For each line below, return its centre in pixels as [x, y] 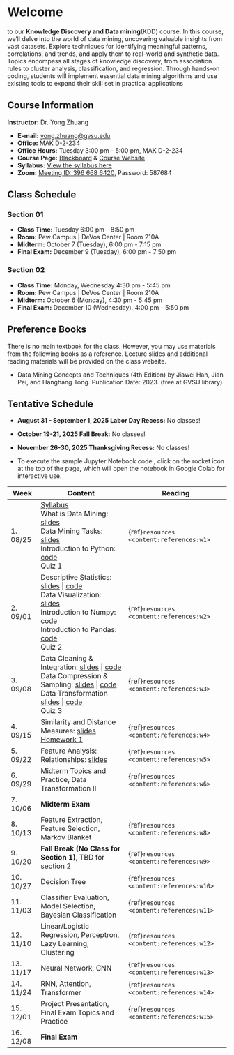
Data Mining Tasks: [72, 531]
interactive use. [39, 476]
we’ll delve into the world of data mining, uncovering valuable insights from [115, 38]
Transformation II [69, 788]
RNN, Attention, [66, 984]
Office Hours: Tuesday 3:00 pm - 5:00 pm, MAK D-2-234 [100, 150]
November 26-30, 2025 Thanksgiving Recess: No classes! [103, 448]
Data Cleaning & [67, 659]
